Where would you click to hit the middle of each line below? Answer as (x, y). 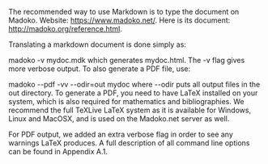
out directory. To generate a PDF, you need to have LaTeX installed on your (133, 93)
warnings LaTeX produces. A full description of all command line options (129, 143)
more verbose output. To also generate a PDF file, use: (100, 69)
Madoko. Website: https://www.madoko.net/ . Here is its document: (119, 20)
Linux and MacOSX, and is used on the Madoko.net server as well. (119, 119)
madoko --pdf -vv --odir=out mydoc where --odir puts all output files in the (134, 84)
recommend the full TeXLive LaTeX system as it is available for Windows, (130, 110)
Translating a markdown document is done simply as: (97, 44)
